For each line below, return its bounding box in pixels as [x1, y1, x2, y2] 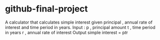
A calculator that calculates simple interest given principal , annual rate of [5, 19, 153, 25]
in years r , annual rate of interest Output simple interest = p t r [5, 29, 128, 35]
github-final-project [5, 3, 88, 14]
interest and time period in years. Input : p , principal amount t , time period [5, 24, 156, 30]
